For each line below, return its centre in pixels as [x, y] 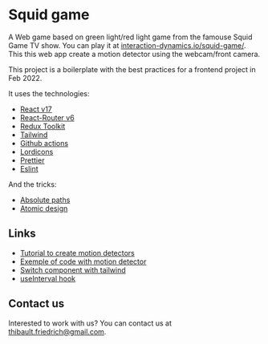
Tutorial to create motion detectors [77, 253]
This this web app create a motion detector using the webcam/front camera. [134, 54]
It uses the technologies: [49, 93]
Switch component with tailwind [73, 269]
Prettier [32, 160]
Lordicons [37, 152]
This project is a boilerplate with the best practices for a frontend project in [132, 69]
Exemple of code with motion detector [83, 261]
